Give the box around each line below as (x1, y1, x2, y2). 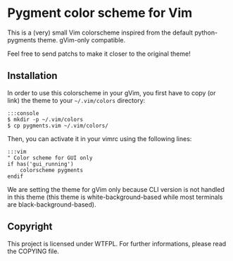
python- (194, 28, 218, 37)
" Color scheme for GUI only (7, 154, 93, 162)
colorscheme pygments (20, 166, 83, 174)
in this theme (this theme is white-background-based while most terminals (7, 193, 223, 201)
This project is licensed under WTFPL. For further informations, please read (7, 239, 227, 248)
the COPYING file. (7, 247, 60, 255)
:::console (7, 109, 39, 117)
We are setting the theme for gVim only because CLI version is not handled (7, 185, 225, 193)
